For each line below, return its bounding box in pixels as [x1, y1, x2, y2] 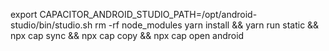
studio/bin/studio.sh [10, 19, 93, 31]
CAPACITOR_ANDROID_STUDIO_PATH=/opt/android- [39, 9, 258, 20]
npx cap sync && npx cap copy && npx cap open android [10, 30, 245, 41]
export [10, 9, 38, 20]
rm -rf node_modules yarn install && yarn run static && [94, 19, 320, 31]
